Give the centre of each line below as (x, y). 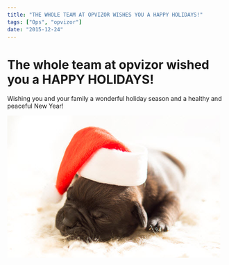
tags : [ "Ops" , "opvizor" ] (44, 22)
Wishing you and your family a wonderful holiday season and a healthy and (114, 99)
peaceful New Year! (35, 106)
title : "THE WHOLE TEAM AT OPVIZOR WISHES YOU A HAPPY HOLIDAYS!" (105, 15)
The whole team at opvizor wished (108, 64)
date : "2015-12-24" (35, 29)
